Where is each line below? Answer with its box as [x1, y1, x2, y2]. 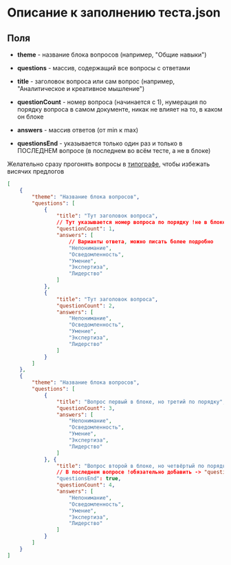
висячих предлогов [7, 167, 65, 175]
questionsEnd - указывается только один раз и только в [16, 139, 183, 147]
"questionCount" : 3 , [56, 404, 115, 411]
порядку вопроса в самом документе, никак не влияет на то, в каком [16, 105, 223, 113]
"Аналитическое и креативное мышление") [16, 85, 145, 92]
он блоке [16, 112, 44, 121]
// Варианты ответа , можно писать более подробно [68, 238, 214, 245]
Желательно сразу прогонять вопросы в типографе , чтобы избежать [7, 160, 210, 168]
